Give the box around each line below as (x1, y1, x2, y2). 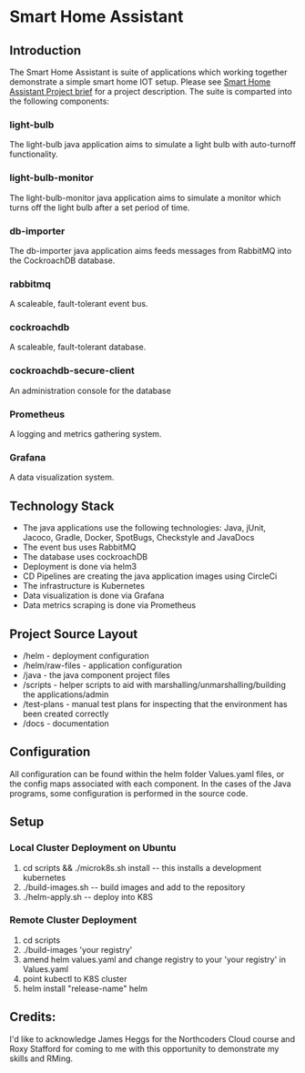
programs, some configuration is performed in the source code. (9, 787, 249, 798)
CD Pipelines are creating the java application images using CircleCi (22, 571, 278, 582)
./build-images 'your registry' (22, 944, 133, 955)
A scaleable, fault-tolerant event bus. (9, 299, 148, 309)
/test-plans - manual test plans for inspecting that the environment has (22, 699, 289, 709)
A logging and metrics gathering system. (9, 429, 162, 440)
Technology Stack (9, 498, 115, 513)
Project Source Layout (9, 626, 138, 642)
